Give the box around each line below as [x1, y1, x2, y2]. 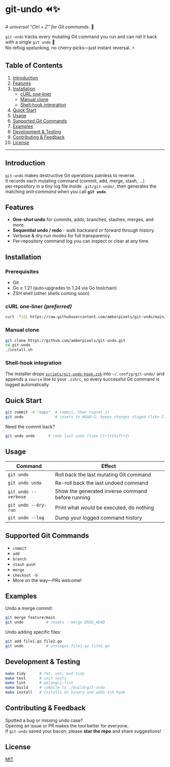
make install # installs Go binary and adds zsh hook [5, 690, 125, 695]
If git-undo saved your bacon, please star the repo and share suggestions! [5, 728, 161, 734]
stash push [12, 562, 36, 567]
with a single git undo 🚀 [5, 39, 55, 45]
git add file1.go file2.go [5, 639, 62, 644]
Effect [101, 462, 116, 469]
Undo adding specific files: [5, 629, 62, 635]
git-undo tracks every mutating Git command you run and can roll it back [5, 33, 157, 40]
